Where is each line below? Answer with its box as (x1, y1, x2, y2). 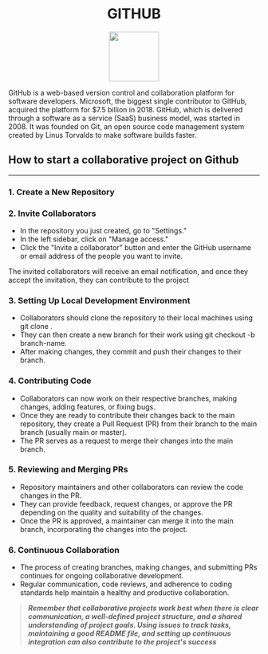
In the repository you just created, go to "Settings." (19, 225, 187, 235)
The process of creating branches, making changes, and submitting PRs (19, 562, 258, 572)
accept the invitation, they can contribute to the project (8, 275, 189, 284)
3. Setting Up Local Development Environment (8, 295, 191, 306)
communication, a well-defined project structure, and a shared (27, 612, 242, 621)
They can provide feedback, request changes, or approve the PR (19, 499, 233, 508)
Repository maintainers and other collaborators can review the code (19, 482, 243, 491)
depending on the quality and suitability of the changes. (19, 507, 203, 517)
